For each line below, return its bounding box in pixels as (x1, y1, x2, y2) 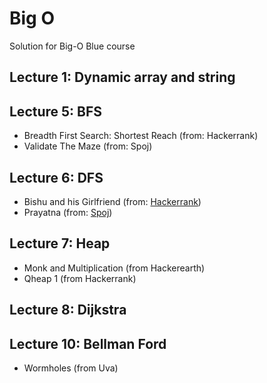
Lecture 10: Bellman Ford (9, 335, 167, 352)
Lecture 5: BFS (9, 103, 103, 120)
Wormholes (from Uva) (23, 362, 119, 374)
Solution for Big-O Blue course (9, 40, 136, 52)
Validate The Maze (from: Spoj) (23, 140, 153, 152)
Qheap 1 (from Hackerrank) (23, 272, 137, 284)
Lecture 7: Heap (9, 235, 111, 252)
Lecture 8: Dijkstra (9, 302, 127, 319)
